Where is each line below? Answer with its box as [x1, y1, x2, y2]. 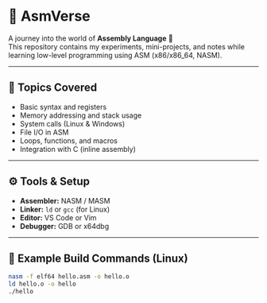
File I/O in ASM [19, 127, 69, 137]
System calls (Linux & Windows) [19, 118, 126, 128]
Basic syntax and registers [19, 102, 107, 111]
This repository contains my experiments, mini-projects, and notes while [8, 41, 245, 51]
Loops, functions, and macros [19, 135, 118, 146]
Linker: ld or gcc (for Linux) [19, 204, 110, 214]
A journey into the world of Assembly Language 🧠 [8, 33, 173, 43]
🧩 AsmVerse [8, 7, 91, 25]
